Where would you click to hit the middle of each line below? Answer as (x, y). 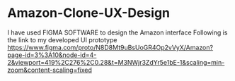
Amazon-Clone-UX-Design (89, 13)
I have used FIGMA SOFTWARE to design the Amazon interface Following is (117, 32)
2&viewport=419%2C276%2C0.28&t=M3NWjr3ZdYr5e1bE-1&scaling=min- (116, 62)
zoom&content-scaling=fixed (50, 70)
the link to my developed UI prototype (62, 39)
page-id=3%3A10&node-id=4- (52, 55)
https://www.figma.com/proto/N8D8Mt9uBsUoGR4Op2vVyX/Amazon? (110, 47)
